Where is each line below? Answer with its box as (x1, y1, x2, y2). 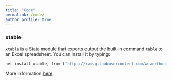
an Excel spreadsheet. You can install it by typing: (5, 51, 110, 57)
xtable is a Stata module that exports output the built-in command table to (5, 46, 163, 52)
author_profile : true (5, 17, 52, 22)
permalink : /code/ (5, 12, 45, 17)
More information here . (5, 70, 54, 76)
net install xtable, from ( (5, 61, 66, 66)
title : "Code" (5, 7, 36, 13)
